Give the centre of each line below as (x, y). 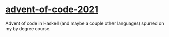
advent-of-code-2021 (52, 9)
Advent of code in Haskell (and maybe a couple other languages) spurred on (85, 23)
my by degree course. (28, 28)
